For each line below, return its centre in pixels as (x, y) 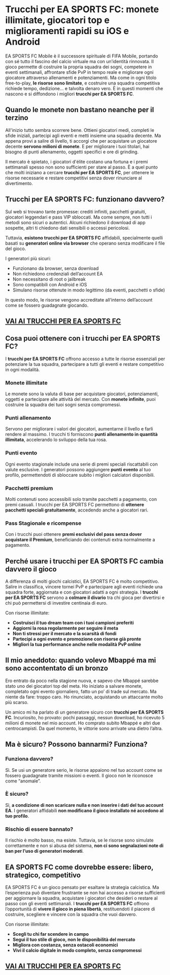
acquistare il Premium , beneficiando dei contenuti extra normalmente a (80, 540)
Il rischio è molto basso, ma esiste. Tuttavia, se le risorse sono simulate (79, 840)
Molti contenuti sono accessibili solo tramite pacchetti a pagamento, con (81, 499)
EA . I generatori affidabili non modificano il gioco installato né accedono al (84, 810)
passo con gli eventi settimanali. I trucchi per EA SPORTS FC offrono (77, 903)
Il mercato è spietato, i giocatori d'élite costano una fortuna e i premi (77, 161)
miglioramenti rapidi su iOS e (67, 31)
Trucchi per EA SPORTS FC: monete (82, 9)
